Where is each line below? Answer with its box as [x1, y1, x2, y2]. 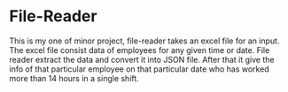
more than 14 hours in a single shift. [9, 73, 139, 83]
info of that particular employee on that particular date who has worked [9, 64, 269, 74]
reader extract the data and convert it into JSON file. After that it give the [9, 54, 275, 65]
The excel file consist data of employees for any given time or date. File [9, 44, 270, 55]
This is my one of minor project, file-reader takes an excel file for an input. [9, 35, 280, 46]
